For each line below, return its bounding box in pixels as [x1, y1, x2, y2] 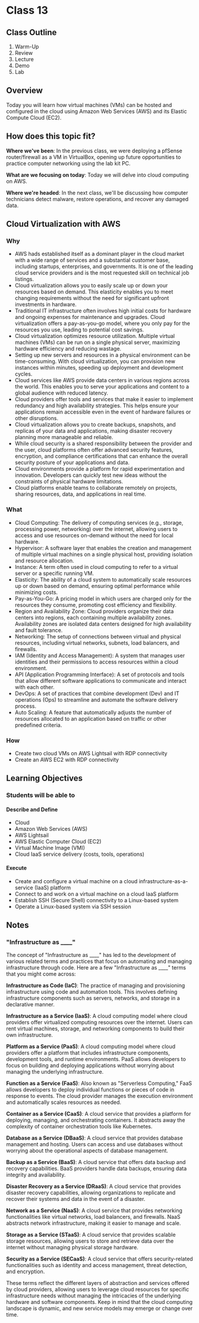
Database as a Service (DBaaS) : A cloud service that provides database [6, 1134, 183, 1141]
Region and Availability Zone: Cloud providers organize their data [14, 608, 174, 615]
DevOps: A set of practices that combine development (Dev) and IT [14, 690, 180, 697]
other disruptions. [14, 415, 58, 422]
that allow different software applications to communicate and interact [14, 677, 187, 684]
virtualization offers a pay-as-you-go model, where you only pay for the [14, 320, 190, 327]
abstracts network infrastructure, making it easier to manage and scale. [6, 1219, 181, 1227]
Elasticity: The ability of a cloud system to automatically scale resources [14, 576, 192, 583]
